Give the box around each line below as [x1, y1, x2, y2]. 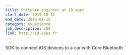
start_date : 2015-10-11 [5, 12, 55, 17]
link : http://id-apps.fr [5, 31, 57, 36]
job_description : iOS [5, 26, 51, 31]
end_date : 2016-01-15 [5, 17, 51, 22]
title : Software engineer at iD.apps [5, 7, 85, 13]
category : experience [5, 21, 51, 27]
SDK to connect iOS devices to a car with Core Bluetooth [5, 45, 123, 50]
